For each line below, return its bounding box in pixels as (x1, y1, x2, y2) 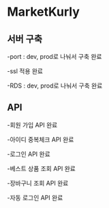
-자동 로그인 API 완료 (7, 193, 63, 202)
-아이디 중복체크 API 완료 (7, 135, 74, 144)
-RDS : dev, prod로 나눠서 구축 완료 (7, 81, 103, 90)
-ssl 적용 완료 (7, 67, 44, 75)
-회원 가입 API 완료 (7, 120, 58, 129)
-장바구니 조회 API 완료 (7, 179, 69, 187)
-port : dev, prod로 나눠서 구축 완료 (7, 53, 102, 60)
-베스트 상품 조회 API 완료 (7, 164, 76, 172)
